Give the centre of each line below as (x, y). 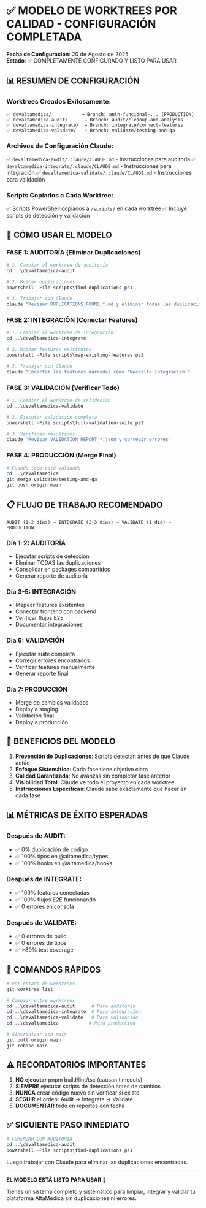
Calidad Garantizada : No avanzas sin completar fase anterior (93, 776)
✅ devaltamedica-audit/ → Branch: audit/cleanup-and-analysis (95, 120)
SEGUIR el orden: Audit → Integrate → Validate (74, 1099)
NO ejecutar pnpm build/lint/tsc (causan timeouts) (79, 1079)
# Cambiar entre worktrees (41, 1000)
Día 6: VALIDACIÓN (35, 640)
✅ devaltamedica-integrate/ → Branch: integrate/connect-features (95, 125)
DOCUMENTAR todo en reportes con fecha (70, 1106)
